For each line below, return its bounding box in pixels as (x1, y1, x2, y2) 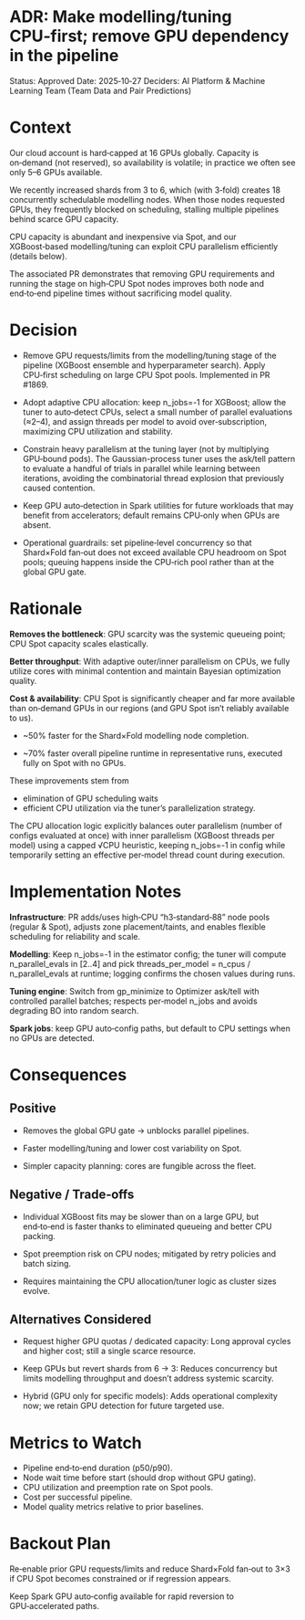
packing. (22, 1230, 56, 1241)
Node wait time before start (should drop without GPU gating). (22, 1472, 257, 1483)
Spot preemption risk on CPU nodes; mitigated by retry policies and (22, 1248, 277, 1259)
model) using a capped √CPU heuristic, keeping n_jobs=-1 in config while (9, 839, 286, 850)
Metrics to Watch (9, 1432, 143, 1453)
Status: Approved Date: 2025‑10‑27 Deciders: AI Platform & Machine (9, 75, 266, 86)
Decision (9, 320, 77, 341)
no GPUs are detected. (9, 1032, 96, 1043)
